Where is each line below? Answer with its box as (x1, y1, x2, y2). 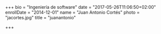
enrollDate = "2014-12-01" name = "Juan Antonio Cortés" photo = (5, 9, 140, 15)
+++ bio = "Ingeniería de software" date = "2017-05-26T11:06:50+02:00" (5, 4, 156, 10)
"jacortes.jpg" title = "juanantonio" (5, 15, 76, 20)
